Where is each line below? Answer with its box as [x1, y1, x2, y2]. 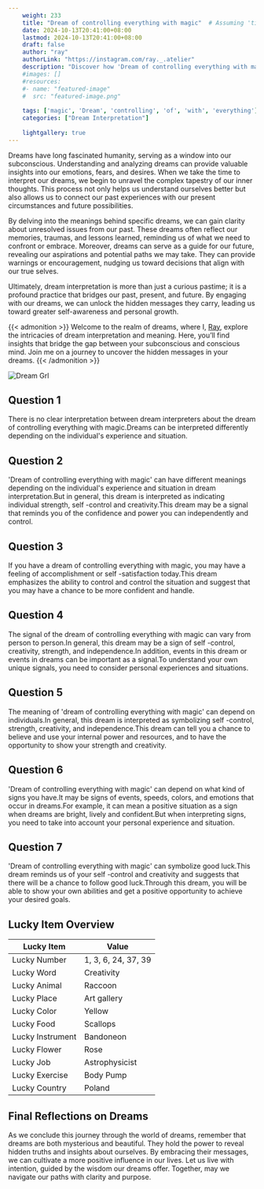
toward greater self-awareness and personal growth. [8, 307, 179, 316]
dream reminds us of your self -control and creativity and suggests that [8, 870, 240, 879]
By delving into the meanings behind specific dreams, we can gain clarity [8, 216, 245, 225]
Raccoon [83, 980, 117, 991]
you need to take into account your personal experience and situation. [8, 818, 235, 827]
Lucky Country [12, 1083, 67, 1094]
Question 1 [8, 393, 61, 407]
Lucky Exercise [12, 1070, 68, 1081]
